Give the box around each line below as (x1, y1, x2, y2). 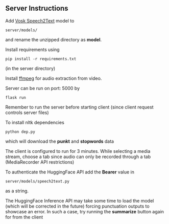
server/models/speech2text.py (5, 178, 70, 184)
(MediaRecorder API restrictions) (5, 159, 75, 165)
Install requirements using (5, 46, 60, 53)
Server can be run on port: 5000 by (5, 85, 80, 91)
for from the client (5, 214, 43, 220)
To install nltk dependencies (5, 119, 65, 125)
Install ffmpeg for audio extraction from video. (5, 75, 102, 81)
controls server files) (5, 109, 50, 116)
